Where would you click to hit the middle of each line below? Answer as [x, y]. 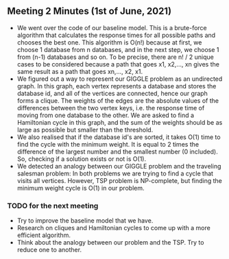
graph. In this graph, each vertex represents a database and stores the [117, 86]
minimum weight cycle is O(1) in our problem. [81, 188]
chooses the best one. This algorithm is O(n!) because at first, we [109, 42]
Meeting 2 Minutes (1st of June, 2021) [89, 11]
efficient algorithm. [44, 235]
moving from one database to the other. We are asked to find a [105, 115]
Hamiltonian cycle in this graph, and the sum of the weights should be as [120, 122]
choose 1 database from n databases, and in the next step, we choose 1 [118, 49]
